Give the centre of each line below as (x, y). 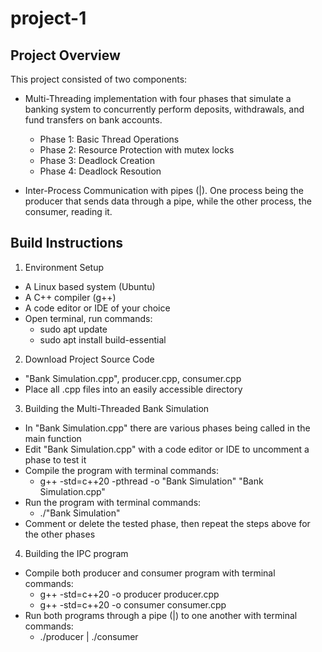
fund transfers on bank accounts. (93, 120)
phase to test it (55, 459)
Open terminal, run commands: (88, 318)
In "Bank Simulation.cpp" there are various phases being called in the (167, 428)
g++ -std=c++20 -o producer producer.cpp (129, 594)
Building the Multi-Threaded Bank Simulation (117, 408)
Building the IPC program (76, 553)
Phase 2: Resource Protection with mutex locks (137, 150)
